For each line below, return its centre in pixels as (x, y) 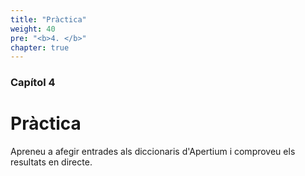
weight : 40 (33, 29)
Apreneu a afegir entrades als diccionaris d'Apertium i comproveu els (153, 152)
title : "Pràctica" (48, 19)
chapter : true (40, 47)
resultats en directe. (51, 162)
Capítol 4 (33, 83)
